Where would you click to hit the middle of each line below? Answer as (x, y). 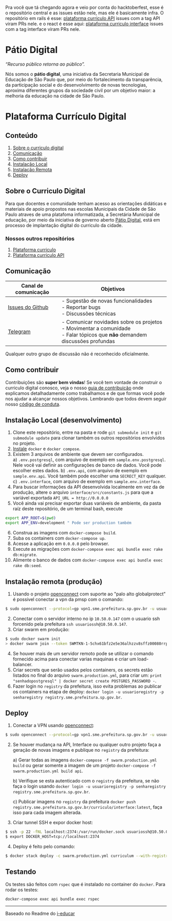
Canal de (32, 286)
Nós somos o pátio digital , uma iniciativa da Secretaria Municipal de (77, 74)
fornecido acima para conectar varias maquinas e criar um (74, 659)
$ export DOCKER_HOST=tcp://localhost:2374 (52, 837)
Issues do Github (28, 307)
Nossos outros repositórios (40, 238)
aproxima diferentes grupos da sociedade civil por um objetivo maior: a (80, 90)
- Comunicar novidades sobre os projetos (112, 322)
